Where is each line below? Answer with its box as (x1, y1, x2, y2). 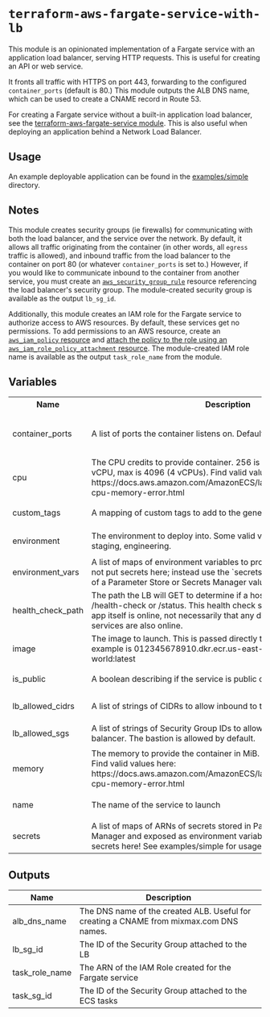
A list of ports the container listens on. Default (91, 428, 264, 439)
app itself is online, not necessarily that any (91, 610, 255, 621)
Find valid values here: (91, 758, 177, 770)
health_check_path (12, 605, 84, 616)
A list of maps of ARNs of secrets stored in (91, 820, 252, 832)
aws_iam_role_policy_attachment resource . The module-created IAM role (8, 343, 250, 353)
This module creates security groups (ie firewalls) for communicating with (8, 225, 253, 235)
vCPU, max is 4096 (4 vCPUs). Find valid (91, 467, 247, 478)
